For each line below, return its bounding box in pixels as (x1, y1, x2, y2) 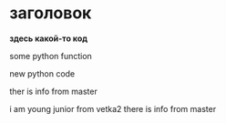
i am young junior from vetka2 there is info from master (9, 103, 217, 114)
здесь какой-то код (9, 33, 88, 44)
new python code (9, 67, 76, 79)
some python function (9, 50, 93, 61)
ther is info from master (9, 86, 98, 97)
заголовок (9, 3, 92, 24)
